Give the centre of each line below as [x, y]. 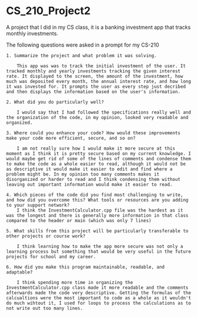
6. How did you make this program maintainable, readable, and [86, 267]
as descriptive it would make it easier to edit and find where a [89, 169]
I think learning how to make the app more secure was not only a [100, 246]
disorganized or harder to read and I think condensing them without [93, 179]
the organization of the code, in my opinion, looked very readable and [97, 117]
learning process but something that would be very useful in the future [99, 252]
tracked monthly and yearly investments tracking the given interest [93, 71]
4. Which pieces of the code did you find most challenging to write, [95, 195]
